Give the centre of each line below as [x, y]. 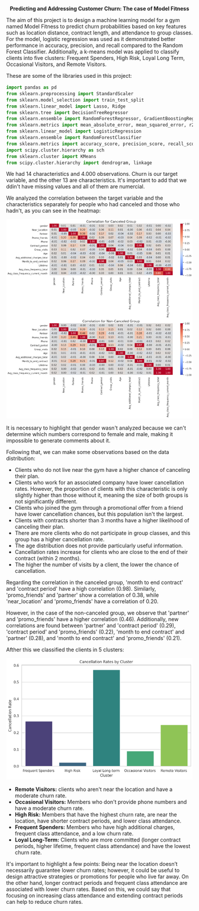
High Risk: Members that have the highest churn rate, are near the [96, 814]
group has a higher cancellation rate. [60, 539]
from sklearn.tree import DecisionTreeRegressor [67, 112]
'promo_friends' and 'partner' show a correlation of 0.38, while [83, 595]
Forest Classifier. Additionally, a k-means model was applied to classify [93, 52]
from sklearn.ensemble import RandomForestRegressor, [74, 119]
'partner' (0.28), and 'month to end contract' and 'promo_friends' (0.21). [94, 638]
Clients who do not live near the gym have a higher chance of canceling [102, 469]
